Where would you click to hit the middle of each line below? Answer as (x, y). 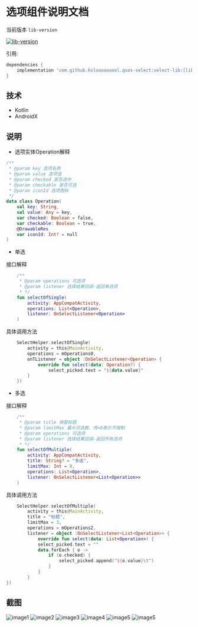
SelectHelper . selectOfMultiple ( (56, 506)
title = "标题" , (46, 517)
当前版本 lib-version (32, 30)
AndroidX (26, 116)
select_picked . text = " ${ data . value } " (96, 370)
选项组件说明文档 (48, 12)
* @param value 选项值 (35, 174)
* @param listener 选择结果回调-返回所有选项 (71, 439)
